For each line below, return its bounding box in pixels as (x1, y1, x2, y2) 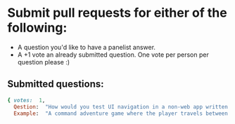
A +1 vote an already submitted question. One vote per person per (17, 50, 209, 59)
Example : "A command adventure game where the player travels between (13, 110, 229, 117)
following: (7, 20, 68, 36)
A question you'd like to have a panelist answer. (17, 43, 156, 51)
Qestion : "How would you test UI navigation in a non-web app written (13, 103, 229, 110)
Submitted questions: (7, 78, 104, 90)
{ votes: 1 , (7, 97, 46, 104)
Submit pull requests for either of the (7, 5, 227, 21)
